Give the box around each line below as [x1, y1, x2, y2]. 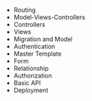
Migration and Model [13, 35, 73, 43]
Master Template [13, 49, 62, 58]
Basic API [13, 79, 41, 87]
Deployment [13, 86, 49, 94]
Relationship [13, 65, 49, 72]
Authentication [13, 43, 56, 50]
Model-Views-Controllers [13, 13, 86, 21]
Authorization [13, 71, 53, 80]
